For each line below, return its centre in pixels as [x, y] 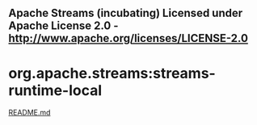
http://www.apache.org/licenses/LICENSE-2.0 [128, 38]
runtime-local [55, 90]
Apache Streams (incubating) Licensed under [126, 13]
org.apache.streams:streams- [112, 73]
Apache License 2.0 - [63, 26]
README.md [29, 113]
